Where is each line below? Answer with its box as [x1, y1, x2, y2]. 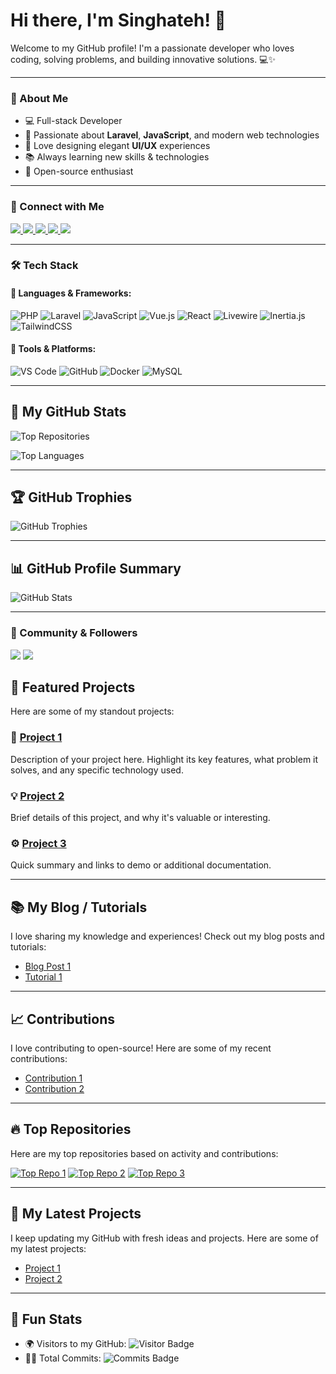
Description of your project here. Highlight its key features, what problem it [10, 753, 319, 765]
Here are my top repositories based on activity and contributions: [10, 1147, 279, 1159]
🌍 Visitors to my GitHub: [24, 1338, 127, 1350]
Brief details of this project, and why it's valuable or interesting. [10, 812, 271, 823]
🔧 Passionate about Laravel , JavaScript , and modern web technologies [24, 129, 320, 141]
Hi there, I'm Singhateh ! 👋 [10, 9, 227, 32]
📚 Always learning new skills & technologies [24, 151, 210, 163]
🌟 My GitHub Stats [10, 404, 127, 421]
